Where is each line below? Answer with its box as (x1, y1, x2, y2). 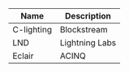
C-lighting (12, 24, 53, 35)
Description (64, 11, 111, 21)
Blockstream (59, 24, 108, 35)
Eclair (12, 50, 34, 61)
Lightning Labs (59, 37, 117, 48)
